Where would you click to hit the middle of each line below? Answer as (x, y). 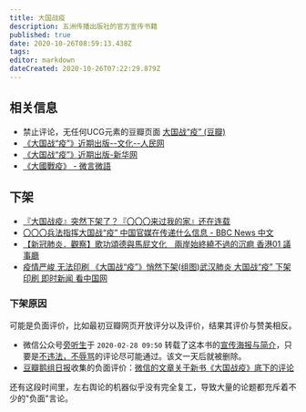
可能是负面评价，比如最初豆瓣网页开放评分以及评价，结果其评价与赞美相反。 (153, 325)
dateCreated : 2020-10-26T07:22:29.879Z (85, 69)
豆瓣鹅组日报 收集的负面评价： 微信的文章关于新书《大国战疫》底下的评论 (158, 367)
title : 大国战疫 (37, 18)
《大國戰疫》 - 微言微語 (67, 166)
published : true (40, 35)
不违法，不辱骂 (67, 355)
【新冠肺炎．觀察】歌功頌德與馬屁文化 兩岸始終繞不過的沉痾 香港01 (152, 243)
